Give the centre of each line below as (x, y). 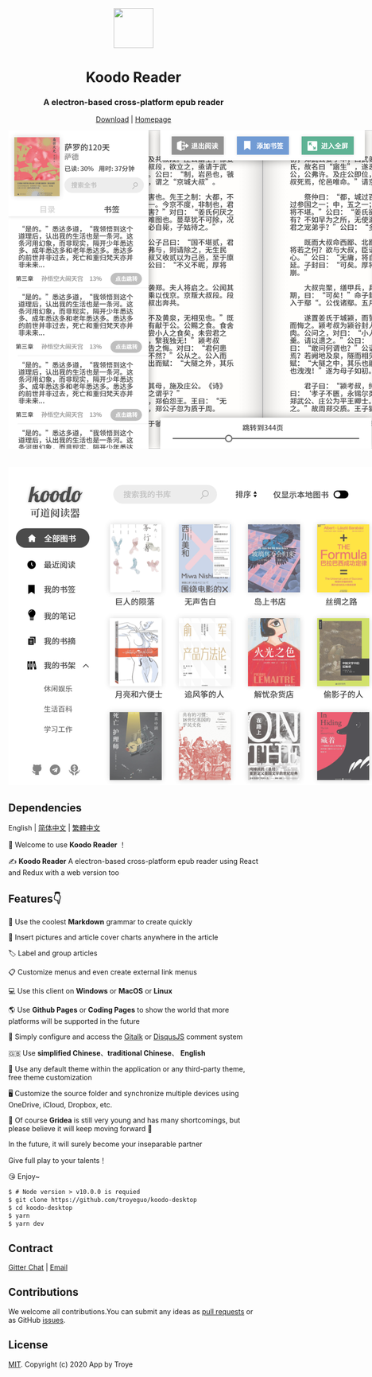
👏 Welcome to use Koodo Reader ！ (67, 845)
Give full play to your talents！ (58, 1161)
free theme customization (50, 1078)
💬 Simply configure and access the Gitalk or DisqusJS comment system (126, 1037)
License (28, 1345)
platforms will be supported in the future (74, 1021)
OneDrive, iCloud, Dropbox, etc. (60, 1105)
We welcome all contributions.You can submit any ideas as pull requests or (131, 1311)
